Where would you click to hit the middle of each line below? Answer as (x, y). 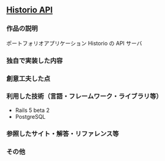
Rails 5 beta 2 (32, 110)
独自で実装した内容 (35, 61)
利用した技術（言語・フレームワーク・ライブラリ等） (85, 96)
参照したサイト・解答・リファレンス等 (63, 133)
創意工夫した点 (28, 78)
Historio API (30, 10)
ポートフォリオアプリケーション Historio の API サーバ (74, 43)
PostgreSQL (30, 116)
